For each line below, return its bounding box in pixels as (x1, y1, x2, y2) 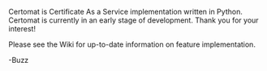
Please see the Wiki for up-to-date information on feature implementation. (8, 40, 256, 49)
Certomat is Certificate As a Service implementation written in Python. (8, 7, 243, 16)
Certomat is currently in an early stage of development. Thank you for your (8, 15, 259, 25)
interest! (8, 24, 37, 33)
